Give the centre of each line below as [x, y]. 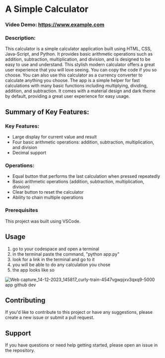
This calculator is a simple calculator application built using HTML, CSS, [79, 49]
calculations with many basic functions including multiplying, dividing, [76, 86]
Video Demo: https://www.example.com [55, 25]
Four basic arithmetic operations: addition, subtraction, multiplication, [83, 142]
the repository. [20, 351]
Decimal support [29, 153]
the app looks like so [33, 270]
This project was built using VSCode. [43, 221]
